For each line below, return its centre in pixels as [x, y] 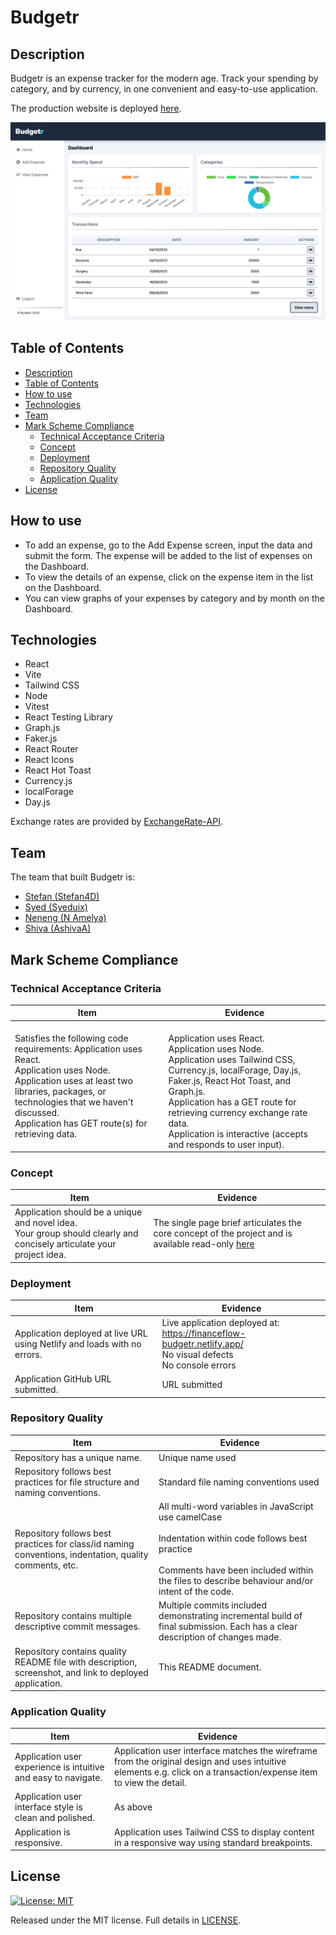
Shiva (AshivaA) [58, 928]
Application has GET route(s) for [81, 1123]
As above [133, 1807]
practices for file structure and [77, 1482]
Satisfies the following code [71, 1038]
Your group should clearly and [76, 1233]
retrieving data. [46, 1133]
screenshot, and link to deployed [81, 1672]
